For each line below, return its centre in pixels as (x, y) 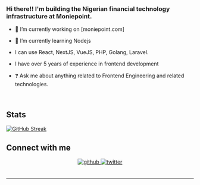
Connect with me (39, 148)
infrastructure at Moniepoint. (49, 16)
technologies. (32, 84)
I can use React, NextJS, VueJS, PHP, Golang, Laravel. (82, 52)
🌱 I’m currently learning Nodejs (53, 41)
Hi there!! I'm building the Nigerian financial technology (88, 9)
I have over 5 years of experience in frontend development (87, 64)
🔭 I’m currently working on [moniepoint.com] (70, 29)
